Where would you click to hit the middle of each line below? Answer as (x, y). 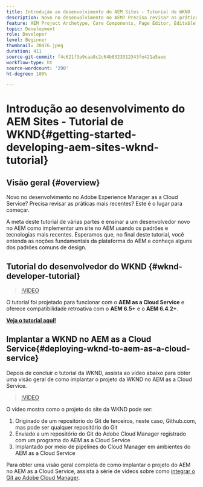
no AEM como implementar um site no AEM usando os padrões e (87, 228)
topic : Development (31, 29)
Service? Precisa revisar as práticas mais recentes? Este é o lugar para (95, 204)
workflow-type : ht (29, 62)
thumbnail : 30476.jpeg (35, 46)
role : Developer (27, 34)
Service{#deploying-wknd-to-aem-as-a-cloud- (98, 349)
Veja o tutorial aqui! (31, 321)
